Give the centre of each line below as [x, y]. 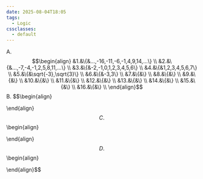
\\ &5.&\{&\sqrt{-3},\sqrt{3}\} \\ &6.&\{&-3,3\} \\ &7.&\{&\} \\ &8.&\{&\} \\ [95, 74]
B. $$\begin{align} [29, 96]
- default [24, 35]
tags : [13, 18]
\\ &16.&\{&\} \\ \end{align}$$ [108, 87]
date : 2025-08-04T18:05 [36, 12]
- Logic [22, 23]
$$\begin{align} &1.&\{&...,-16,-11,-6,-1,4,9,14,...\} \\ [95, 61]
